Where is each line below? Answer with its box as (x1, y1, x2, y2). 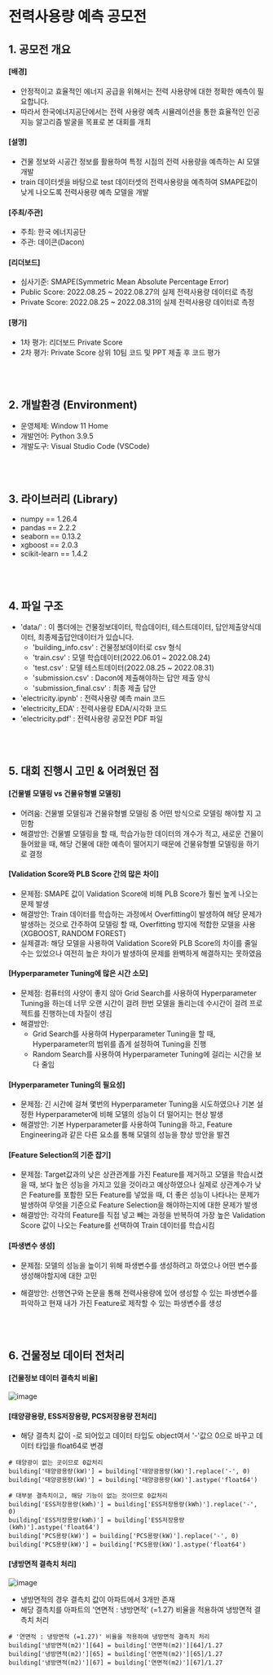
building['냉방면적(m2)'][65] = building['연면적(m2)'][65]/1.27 (8, 1650, 223, 1658)
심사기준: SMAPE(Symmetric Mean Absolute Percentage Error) (20, 277, 230, 287)
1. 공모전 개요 (8, 42, 71, 56)
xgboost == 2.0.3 (20, 540, 79, 550)
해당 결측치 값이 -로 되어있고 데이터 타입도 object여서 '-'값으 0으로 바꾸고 (20, 1431, 255, 1440)
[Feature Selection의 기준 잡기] (8, 1150, 112, 1159)
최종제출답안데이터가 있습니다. (37, 632, 134, 642)
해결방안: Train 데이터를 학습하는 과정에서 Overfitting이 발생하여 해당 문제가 (20, 909, 262, 919)
